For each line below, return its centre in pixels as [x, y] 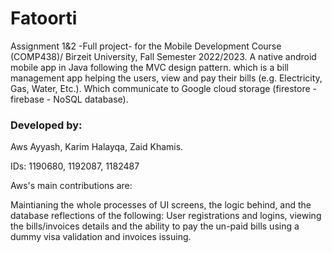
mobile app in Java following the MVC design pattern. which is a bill [149, 67]
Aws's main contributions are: [71, 186]
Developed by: [46, 125]
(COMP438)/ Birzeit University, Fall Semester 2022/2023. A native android [163, 56]
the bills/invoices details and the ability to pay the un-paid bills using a [155, 226]
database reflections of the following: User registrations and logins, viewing [166, 216]
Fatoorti [44, 18]
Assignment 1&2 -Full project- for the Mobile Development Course [146, 46]
